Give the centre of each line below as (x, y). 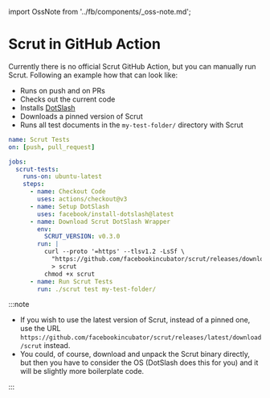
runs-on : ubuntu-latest (63, 176)
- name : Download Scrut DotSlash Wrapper (100, 222)
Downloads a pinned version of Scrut (81, 116)
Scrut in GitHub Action (84, 44)
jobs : (17, 162)
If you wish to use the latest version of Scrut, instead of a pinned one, (135, 320)
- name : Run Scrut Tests (71, 281)
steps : (34, 184)
